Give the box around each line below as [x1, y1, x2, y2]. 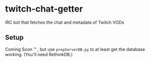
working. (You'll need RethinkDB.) [5, 51, 73, 57]
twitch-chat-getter [5, 3, 83, 15]
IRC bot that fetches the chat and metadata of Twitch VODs [5, 19, 125, 25]
